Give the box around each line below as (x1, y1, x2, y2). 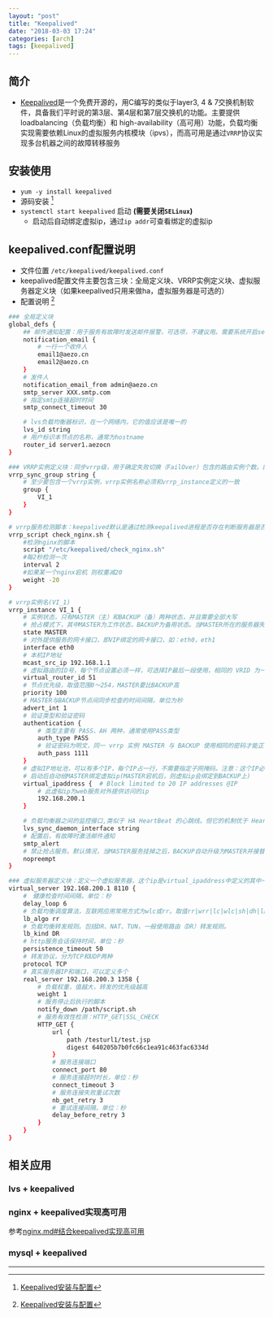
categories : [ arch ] (8, 34, 75, 43)
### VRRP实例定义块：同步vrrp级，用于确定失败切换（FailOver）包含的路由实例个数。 (8, 463, 262, 472)
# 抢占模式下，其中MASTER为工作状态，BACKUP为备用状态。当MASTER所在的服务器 (23, 621, 259, 629)
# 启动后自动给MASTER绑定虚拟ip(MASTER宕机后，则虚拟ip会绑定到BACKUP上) (23, 772, 251, 780)
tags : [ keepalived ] (8, 42, 75, 50)
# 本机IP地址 (23, 651, 63, 659)
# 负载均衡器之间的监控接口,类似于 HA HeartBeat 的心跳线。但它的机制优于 (23, 817, 249, 825)
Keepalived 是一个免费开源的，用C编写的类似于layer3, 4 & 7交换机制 (19, 97, 248, 106)
